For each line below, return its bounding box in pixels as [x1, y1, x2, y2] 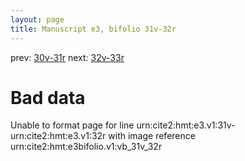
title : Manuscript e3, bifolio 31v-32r [10, 24, 177, 34]
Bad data [10, 86, 86, 109]
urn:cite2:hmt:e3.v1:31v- [136, 119, 236, 131]
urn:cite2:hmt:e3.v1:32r [10, 130, 107, 142]
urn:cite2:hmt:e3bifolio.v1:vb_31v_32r [10, 141, 163, 153]
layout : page [10, 14, 65, 25]
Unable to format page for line [10, 119, 135, 131]
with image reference [108, 130, 196, 142]
